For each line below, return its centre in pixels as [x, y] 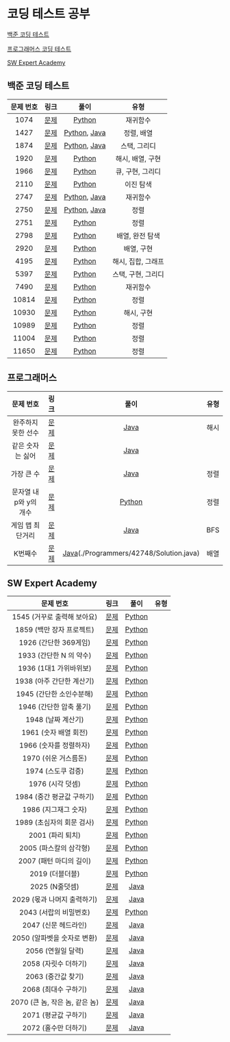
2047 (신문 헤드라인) [55, 926]
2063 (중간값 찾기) [54, 977]
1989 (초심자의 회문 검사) [54, 823]
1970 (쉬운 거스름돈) [55, 758]
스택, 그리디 [138, 146]
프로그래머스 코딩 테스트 [39, 49]
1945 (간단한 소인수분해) [55, 694]
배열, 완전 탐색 [138, 236]
